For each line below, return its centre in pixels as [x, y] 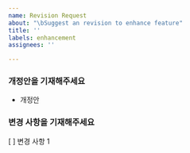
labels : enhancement [43, 38]
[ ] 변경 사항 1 [29, 141]
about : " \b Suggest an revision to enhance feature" [95, 23]
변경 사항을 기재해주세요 [52, 122]
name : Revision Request [48, 15]
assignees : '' [32, 45]
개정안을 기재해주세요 [47, 82]
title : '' [25, 30]
